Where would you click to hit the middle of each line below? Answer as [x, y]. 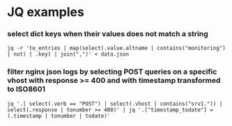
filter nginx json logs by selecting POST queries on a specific [112, 72]
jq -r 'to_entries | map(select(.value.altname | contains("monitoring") [117, 48]
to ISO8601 [26, 89]
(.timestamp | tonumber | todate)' [59, 116]
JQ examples [46, 12]
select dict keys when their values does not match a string [108, 34]
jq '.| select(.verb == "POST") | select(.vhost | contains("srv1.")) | [115, 104]
